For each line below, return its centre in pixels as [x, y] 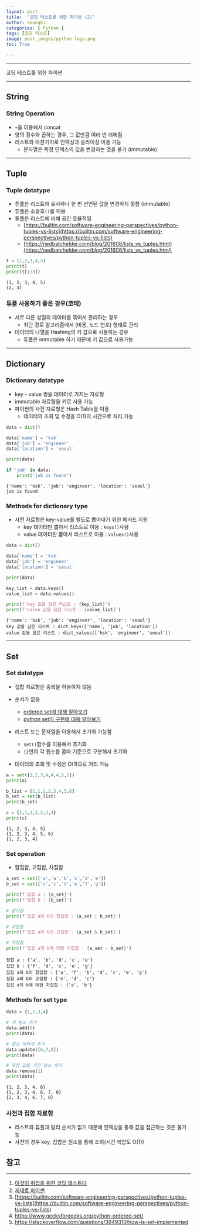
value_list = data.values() [40, 594]
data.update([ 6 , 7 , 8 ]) [33, 1050]
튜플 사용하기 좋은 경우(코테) [44, 303]
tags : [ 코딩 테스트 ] [28, 34]
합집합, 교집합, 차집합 [39, 868]
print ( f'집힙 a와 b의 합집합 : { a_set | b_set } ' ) [64, 916]
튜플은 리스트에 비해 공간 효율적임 [53, 219]
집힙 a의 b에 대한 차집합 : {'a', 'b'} [49, 985]
